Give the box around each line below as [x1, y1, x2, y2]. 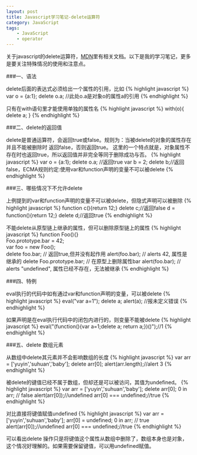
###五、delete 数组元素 [6, 341, 64, 348]
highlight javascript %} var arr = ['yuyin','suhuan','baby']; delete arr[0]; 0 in [6, 386, 187, 392]
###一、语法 [6, 73, 37, 79]
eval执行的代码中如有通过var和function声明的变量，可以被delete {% [6, 290, 171, 297]
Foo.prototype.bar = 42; [6, 237, 65, 244]
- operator [16, 36, 44, 42]
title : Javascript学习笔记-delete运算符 [6, 14, 101, 20]
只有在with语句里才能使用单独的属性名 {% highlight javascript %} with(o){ [6, 105, 184, 112]
